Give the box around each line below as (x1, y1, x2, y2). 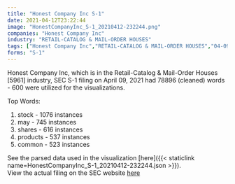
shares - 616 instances (17, 125, 83, 134)
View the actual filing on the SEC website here (7, 169, 141, 177)
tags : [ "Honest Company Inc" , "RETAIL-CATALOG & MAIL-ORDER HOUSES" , (7, 43, 211, 50)
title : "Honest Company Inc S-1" (7, 10, 105, 17)
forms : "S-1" (7, 50, 45, 57)
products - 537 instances (17, 132, 90, 141)
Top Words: (7, 97, 41, 105)
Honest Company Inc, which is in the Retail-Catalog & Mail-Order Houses (7, 68, 218, 77)
